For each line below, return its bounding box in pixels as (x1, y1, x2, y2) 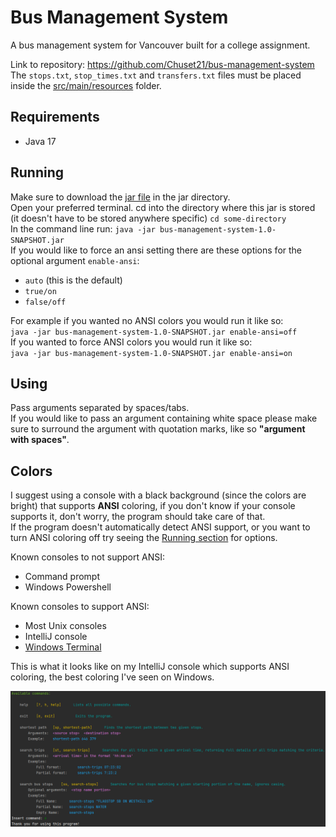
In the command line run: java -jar (10, 222, 156, 235)
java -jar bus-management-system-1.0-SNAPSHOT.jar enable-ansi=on (10, 348, 293, 358)
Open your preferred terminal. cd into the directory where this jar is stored (10, 201, 316, 213)
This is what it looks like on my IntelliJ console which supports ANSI (10, 661, 290, 673)
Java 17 (24, 135, 57, 147)
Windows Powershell (24, 581, 112, 593)
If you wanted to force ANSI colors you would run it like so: (10, 336, 253, 348)
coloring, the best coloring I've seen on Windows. (10, 671, 215, 683)
